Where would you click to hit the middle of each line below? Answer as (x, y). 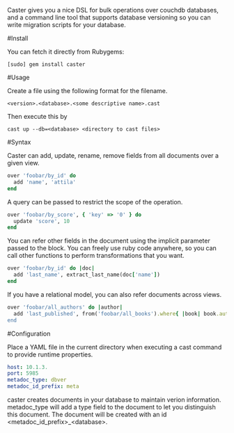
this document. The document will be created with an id (87, 414)
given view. (23, 163)
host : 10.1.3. (28, 367)
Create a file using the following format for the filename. (87, 91)
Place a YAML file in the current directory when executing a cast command (115, 347)
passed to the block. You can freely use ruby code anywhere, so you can (112, 248)
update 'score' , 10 (42, 221)
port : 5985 (23, 374)
